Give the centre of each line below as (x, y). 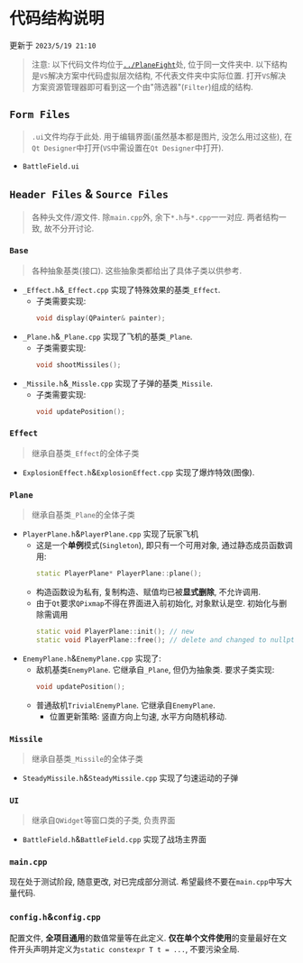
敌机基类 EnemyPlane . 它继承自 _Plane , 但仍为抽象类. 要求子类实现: (155, 669)
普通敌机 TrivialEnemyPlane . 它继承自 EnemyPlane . (125, 705)
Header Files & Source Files (89, 194)
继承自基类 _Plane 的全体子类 (83, 515)
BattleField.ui (51, 166)
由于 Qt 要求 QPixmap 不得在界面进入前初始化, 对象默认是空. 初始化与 (157, 603)
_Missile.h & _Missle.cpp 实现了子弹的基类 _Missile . (118, 383)
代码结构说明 (57, 18)
